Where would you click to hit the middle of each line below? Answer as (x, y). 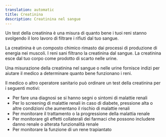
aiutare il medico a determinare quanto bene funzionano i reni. (69, 73)
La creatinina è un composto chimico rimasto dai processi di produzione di (81, 48)
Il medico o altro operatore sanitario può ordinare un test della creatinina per (83, 83)
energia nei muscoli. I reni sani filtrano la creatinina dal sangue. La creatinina (83, 53)
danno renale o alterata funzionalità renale (55, 124)
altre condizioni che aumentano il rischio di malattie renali (71, 108)
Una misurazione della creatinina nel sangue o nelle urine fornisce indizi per (83, 68)
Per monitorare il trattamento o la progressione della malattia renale (81, 114)
